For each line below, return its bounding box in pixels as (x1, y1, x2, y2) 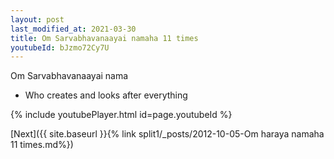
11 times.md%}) (10, 139, 74, 151)
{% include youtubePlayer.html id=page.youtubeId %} (10, 109, 233, 121)
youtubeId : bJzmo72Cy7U (10, 42, 110, 53)
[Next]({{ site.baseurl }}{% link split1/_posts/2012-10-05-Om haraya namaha (10, 128, 325, 140)
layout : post (10, 14, 65, 25)
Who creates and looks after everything (24, 89, 188, 101)
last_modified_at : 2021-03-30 (10, 24, 137, 34)
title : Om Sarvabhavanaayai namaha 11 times (10, 33, 199, 43)
